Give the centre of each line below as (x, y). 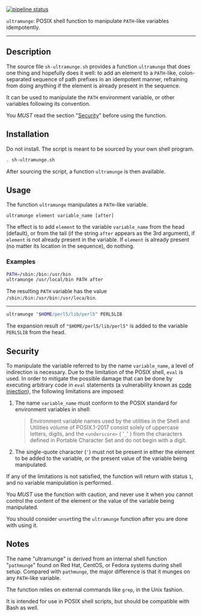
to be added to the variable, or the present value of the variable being (101, 458)
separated (19, 79)
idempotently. (23, 27)
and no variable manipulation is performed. (60, 483)
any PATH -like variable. (34, 577)
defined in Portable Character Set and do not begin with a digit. (108, 440)
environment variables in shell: (53, 409)
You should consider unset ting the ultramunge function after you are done (97, 519)
